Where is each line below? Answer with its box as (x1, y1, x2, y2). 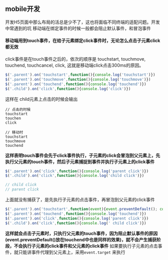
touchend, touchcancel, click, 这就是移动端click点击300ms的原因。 (5, 62, 144, 69)
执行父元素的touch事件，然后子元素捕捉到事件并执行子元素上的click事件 (5, 158, 155, 164)
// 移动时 (5, 130, 23, 135)
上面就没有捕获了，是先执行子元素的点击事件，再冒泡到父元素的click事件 (5, 197, 155, 203)
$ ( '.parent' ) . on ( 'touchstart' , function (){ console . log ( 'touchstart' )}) (5, 72, 155, 78)
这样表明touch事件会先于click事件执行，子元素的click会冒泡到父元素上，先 (5, 152, 160, 158)
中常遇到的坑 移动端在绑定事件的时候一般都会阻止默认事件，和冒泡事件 (5, 25, 151, 31)
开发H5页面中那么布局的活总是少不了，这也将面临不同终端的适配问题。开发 (5, 19, 160, 25)
